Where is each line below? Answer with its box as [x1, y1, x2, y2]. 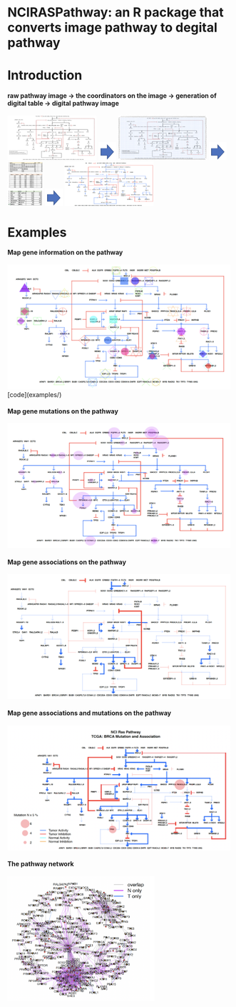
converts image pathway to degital [7, 19, 217, 36]
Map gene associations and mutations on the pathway [7, 708, 172, 717]
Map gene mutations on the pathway [7, 406, 119, 415]
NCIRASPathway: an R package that [7, 4, 225, 21]
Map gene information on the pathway [7, 248, 123, 257]
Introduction [7, 67, 83, 84]
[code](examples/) [7, 390, 62, 399]
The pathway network [7, 860, 74, 868]
